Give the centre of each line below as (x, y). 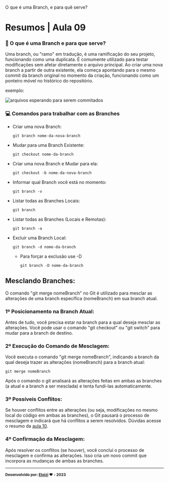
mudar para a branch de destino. (39, 333)
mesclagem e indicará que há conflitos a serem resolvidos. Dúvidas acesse (83, 421)
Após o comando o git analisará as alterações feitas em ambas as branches (83, 381)
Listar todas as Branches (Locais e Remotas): (59, 219)
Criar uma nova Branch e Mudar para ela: (55, 163)
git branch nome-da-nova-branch (46, 136)
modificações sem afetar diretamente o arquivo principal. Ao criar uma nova (84, 65)
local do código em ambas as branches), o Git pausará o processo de (77, 415)
